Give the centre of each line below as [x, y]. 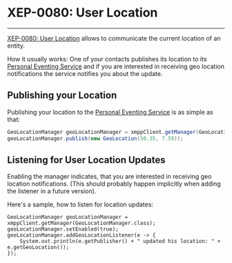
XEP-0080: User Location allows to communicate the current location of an [114, 38]
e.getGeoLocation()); [38, 247]
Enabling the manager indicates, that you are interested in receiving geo [109, 177]
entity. [16, 46]
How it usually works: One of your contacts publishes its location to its [107, 59]
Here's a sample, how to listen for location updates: [80, 204]
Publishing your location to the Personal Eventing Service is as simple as [110, 112]
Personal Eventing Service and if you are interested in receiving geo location [116, 66]
